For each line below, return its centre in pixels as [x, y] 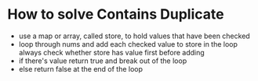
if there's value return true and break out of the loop [103, 61]
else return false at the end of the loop [80, 69]
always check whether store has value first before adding [111, 52]
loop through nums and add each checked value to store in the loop [128, 44]
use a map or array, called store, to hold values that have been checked [134, 36]
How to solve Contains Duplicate [116, 14]
